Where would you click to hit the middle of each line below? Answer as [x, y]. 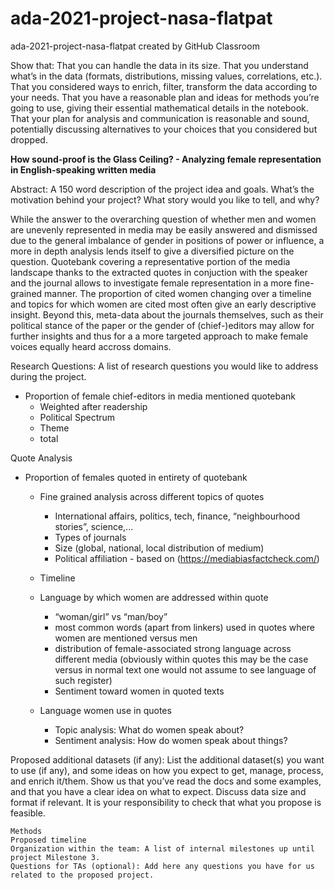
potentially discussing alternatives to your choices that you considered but [164, 129]
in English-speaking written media [83, 169]
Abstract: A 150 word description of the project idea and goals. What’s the [162, 189]
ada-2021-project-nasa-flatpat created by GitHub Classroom [135, 46]
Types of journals [90, 537]
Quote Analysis [41, 458]
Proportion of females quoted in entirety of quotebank [136, 477]
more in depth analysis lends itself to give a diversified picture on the [152, 251]
